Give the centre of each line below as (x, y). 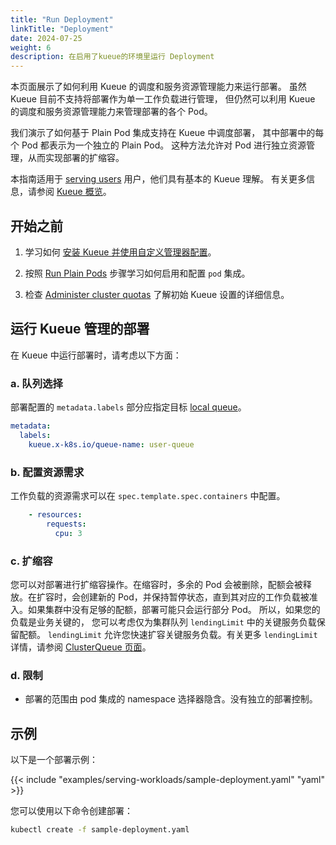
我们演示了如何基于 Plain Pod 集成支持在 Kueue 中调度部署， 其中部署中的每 (167, 133)
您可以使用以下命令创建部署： (71, 810)
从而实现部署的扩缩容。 (76, 158)
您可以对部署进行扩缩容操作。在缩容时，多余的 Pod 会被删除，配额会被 (156, 584)
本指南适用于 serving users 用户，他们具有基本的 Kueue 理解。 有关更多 (158, 179)
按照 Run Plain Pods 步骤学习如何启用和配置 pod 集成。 (137, 273)
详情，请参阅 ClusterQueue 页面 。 (81, 647)
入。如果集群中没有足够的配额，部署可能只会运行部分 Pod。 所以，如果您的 (165, 609)
